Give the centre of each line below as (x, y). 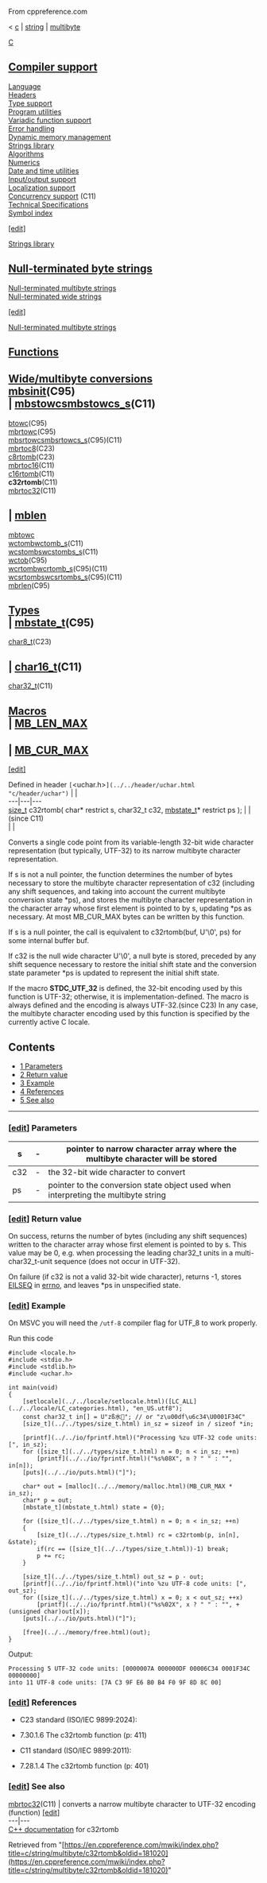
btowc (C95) (28, 423)
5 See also (37, 1100)
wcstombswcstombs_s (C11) (53, 551)
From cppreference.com (48, 12)
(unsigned (25, 1612)
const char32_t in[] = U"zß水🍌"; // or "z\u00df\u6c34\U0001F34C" (134, 1417)
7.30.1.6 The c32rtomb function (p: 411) (83, 1735)
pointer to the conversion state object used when (140, 1185)
